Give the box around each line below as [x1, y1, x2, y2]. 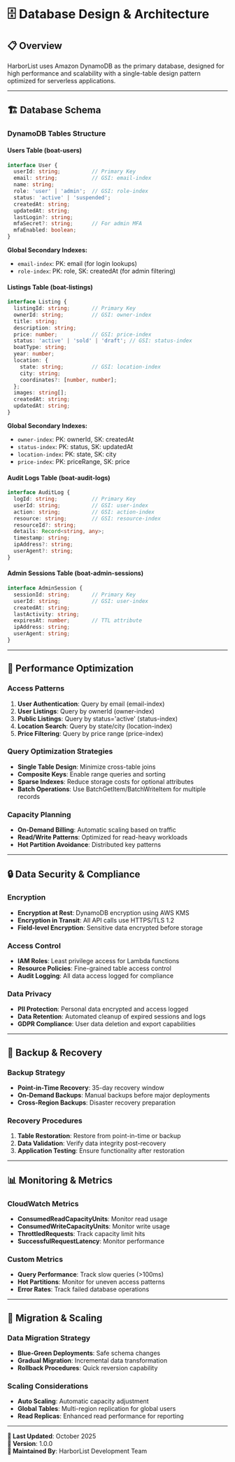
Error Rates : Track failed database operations [17, 1285, 150, 1293]
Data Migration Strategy [7, 1333, 91, 1342]
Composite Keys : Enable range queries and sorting [17, 769, 166, 778]
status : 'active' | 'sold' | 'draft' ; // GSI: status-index [13, 337, 192, 344]
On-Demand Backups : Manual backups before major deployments [17, 1091, 211, 1100]
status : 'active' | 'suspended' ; [13, 194, 111, 201]
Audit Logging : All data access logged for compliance [17, 972, 173, 980]
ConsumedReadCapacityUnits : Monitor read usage [17, 1215, 168, 1223]
